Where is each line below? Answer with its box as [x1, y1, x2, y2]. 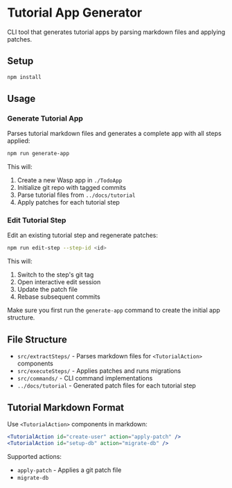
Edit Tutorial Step [7, 216, 66, 225]
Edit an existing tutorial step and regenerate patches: [7, 231, 158, 240]
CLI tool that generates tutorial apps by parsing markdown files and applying [7, 28, 226, 36]
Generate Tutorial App [7, 113, 83, 123]
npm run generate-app [7, 150, 70, 157]
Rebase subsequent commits [17, 293, 100, 301]
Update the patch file [17, 286, 78, 294]
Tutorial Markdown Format [7, 401, 125, 413]
